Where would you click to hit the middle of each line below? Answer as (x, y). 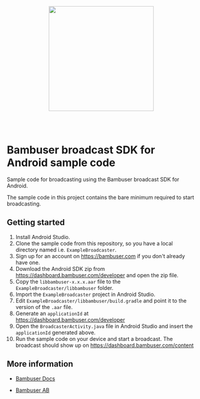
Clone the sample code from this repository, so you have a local (94, 243)
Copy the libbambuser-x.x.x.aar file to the (68, 282)
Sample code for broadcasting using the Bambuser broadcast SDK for (93, 179)
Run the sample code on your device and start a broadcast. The (94, 338)
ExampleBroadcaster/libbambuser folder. (64, 288)
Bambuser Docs (35, 378)
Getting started (36, 223)
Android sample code (61, 163)
